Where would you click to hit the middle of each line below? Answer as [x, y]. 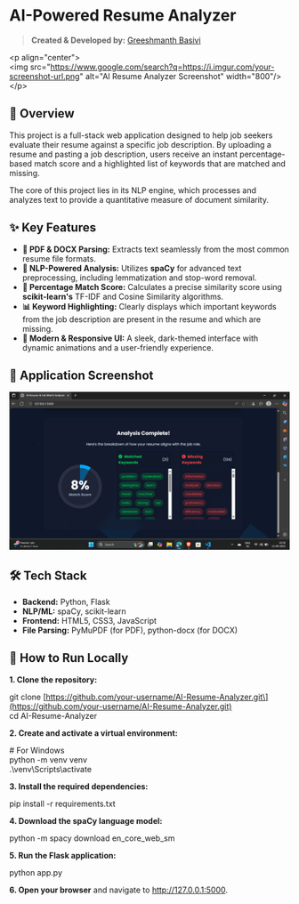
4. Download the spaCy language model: [86, 820]
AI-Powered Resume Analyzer [123, 16]
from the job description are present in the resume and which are [141, 319]
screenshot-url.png [44, 76]
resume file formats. [59, 258]
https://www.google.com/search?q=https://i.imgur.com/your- [162, 67]
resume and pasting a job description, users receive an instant [124, 154]
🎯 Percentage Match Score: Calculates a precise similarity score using [152, 287]
